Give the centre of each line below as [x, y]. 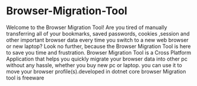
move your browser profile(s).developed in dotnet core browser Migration [96, 71]
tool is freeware [25, 78]
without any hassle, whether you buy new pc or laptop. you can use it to [94, 65]
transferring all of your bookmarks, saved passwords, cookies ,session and [98, 33]
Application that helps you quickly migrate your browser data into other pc [97, 59]
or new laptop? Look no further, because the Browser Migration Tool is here [99, 46]
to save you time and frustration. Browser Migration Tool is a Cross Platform [99, 52]
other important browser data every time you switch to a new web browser [97, 40]
